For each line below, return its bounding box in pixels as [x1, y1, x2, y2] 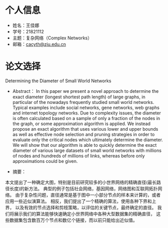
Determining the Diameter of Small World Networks [5, 78, 112, 84]
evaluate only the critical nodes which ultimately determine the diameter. [12, 137, 163, 143]
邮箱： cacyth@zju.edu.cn [12, 41, 66, 47]
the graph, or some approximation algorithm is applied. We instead [12, 121, 151, 127]
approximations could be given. [12, 158, 78, 164]
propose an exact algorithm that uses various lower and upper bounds [12, 126, 158, 132]
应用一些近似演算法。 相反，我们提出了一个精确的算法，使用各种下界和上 [5, 198, 156, 204]
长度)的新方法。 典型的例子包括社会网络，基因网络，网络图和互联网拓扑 [9, 185, 158, 192]
